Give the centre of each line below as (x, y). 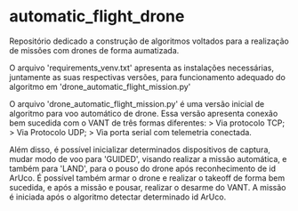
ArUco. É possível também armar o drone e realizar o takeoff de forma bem (147, 178)
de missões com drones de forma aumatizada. (94, 50)
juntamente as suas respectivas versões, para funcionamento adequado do (148, 77)
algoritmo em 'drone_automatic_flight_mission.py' (100, 86)
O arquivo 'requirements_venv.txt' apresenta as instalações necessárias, (141, 68)
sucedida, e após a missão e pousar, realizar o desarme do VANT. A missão (148, 187)
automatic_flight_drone (97, 16)
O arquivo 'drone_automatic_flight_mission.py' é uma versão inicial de (137, 103)
